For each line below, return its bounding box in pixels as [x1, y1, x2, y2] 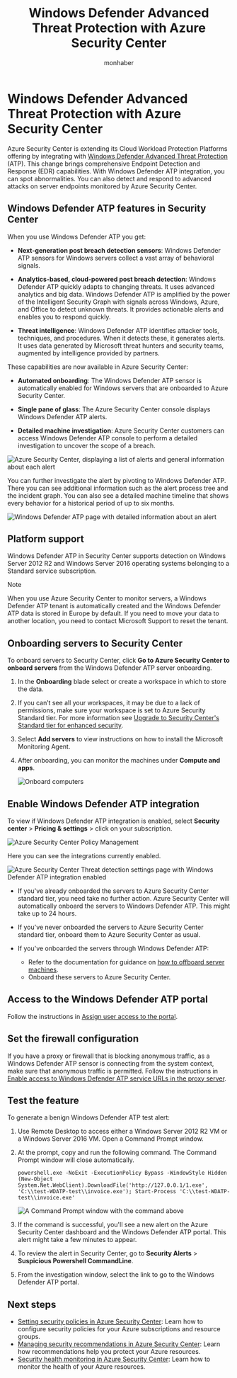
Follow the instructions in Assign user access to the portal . [7, 1012, 178, 1020]
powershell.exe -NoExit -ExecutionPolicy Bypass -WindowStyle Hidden [17, 1170, 228, 1177]
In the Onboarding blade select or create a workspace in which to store [17, 678, 226, 686]
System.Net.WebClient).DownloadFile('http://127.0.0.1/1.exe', [17, 1182, 209, 1189]
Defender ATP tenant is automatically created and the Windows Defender [7, 602, 221, 610]
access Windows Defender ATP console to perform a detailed [17, 433, 198, 442]
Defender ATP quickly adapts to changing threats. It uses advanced [17, 282, 215, 291]
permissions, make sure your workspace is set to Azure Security [17, 706, 206, 714]
